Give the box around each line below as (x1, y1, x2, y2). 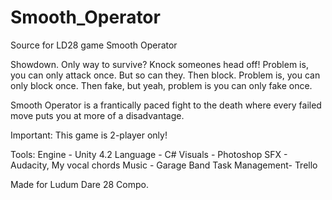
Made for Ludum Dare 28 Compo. (10, 178, 149, 190)
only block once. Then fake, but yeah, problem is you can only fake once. (10, 79, 313, 91)
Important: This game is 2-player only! (10, 129, 168, 141)
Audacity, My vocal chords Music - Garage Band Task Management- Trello (10, 159, 318, 171)
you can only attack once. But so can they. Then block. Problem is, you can (10, 69, 321, 81)
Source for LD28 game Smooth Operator (10, 39, 178, 51)
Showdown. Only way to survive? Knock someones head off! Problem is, (10, 58, 309, 70)
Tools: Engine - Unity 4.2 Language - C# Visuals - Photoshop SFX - (10, 148, 288, 160)
